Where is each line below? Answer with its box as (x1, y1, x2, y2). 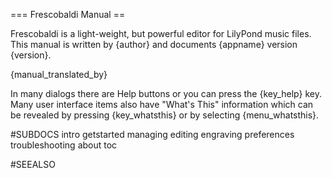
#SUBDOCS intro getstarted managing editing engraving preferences (10, 129, 295, 140)
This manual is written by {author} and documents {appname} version (10, 39, 298, 50)
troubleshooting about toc (10, 139, 118, 151)
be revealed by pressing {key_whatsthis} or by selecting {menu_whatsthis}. (10, 109, 320, 121)
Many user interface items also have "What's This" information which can (10, 99, 314, 110)
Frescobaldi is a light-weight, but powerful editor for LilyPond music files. (10, 28, 312, 39)
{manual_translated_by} (10, 69, 108, 80)
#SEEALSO (10, 159, 56, 170)
